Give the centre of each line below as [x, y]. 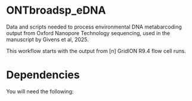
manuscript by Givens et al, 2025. [48, 39]
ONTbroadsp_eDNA [56, 10]
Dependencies [43, 75]
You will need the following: [40, 91]
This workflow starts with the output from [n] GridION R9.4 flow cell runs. [96, 50]
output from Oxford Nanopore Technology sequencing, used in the [88, 33]
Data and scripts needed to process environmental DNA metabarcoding [94, 27]
